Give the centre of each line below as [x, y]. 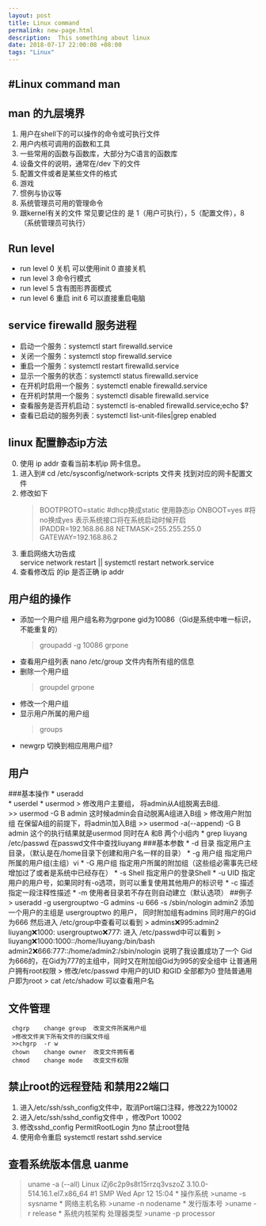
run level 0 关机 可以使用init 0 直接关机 [82, 268]
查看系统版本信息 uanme [68, 1165]
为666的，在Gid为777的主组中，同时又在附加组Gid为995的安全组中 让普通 [129, 961]
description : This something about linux [79, 38]
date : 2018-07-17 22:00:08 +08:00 [65, 45]
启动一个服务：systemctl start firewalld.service [96, 346]
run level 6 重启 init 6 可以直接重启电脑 [82, 299]
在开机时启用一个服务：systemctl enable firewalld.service [114, 386]
